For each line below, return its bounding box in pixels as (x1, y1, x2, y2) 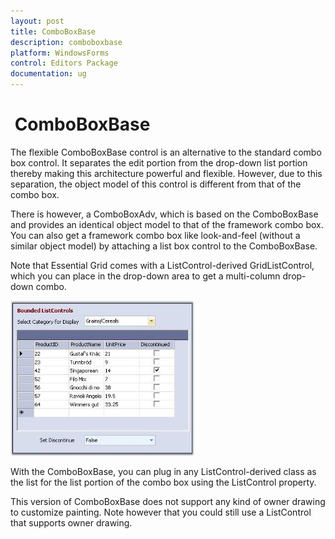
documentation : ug (10, 69, 87, 79)
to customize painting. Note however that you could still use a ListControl (10, 506, 312, 518)
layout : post (10, 16, 65, 26)
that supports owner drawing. (10, 516, 133, 529)
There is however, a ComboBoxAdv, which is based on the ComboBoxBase (10, 208, 319, 220)
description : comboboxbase (10, 37, 123, 47)
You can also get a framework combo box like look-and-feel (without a (10, 229, 301, 241)
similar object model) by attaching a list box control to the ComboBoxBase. (10, 240, 318, 252)
